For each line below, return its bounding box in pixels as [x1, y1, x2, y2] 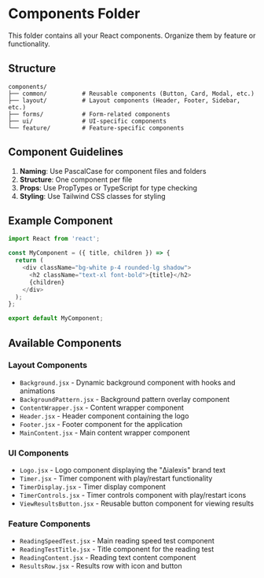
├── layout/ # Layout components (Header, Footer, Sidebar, [8, 96, 241, 105]
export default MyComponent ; [8, 315, 104, 322]
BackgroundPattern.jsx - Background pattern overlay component [19, 394, 230, 403]
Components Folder [8, 5, 141, 23]
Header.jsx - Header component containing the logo [19, 410, 189, 421]
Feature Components [8, 518, 91, 529]
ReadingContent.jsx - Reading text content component [19, 553, 196, 562]
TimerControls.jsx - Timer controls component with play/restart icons [19, 491, 247, 500]
